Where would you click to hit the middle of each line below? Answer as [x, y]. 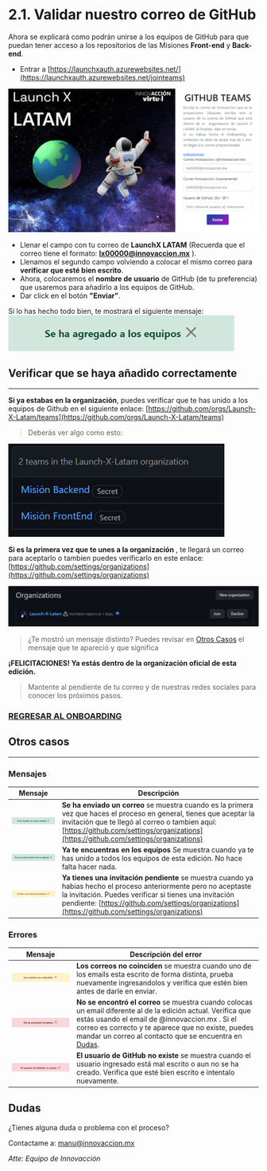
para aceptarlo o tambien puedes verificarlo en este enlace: [106, 558]
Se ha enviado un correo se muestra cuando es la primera [158, 805]
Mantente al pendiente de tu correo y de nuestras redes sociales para [142, 687]
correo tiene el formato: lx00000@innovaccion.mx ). [108, 253]
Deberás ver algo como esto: [75, 433]
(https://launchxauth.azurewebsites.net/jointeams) [102, 77]
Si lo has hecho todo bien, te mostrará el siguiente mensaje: [106, 311]
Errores [23, 934]
